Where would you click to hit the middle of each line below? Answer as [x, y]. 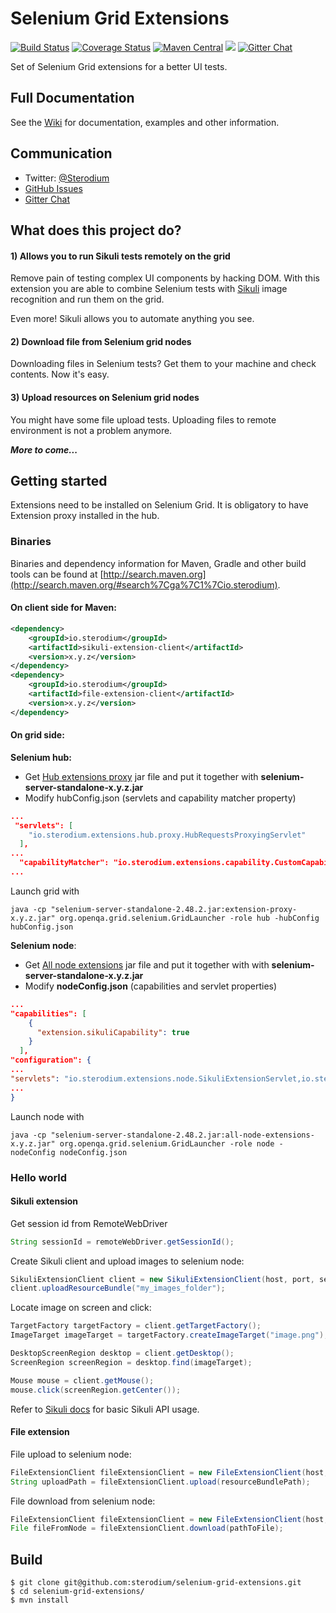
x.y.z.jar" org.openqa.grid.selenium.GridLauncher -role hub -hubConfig [165, 918]
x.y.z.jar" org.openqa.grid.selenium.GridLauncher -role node [142, 1143]
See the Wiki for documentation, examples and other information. [145, 122]
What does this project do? [96, 230]
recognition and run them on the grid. [87, 299]
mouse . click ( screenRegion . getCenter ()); [96, 1390]
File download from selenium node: [83, 1501]
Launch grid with [45, 891]
